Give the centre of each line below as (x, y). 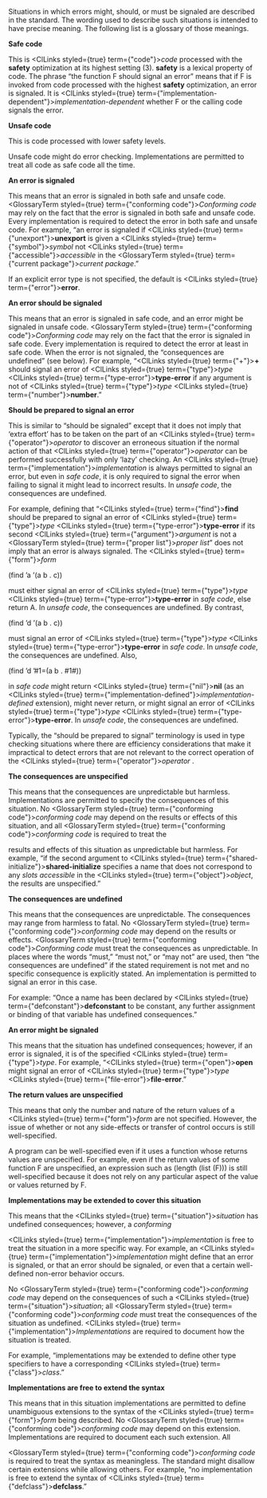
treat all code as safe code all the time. (72, 165)
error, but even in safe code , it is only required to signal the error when (124, 476)
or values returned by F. (47, 1185)
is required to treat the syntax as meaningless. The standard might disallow (132, 1461)
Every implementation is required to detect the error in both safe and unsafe (133, 221)
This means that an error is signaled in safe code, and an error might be (126, 318)
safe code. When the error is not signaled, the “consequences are (116, 352)
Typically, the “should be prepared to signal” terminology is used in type (127, 735)
